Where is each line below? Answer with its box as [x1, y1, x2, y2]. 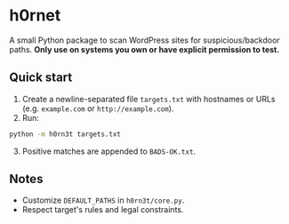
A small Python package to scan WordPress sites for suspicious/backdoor [9, 35, 280, 45]
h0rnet [9, 5, 61, 26]
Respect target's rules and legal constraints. [21, 204, 184, 215]
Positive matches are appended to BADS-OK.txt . [21, 146, 197, 156]
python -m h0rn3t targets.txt [9, 130, 122, 139]
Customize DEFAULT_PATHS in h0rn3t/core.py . [21, 195, 185, 205]
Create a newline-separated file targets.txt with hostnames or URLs [21, 93, 276, 104]
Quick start [9, 70, 73, 85]
